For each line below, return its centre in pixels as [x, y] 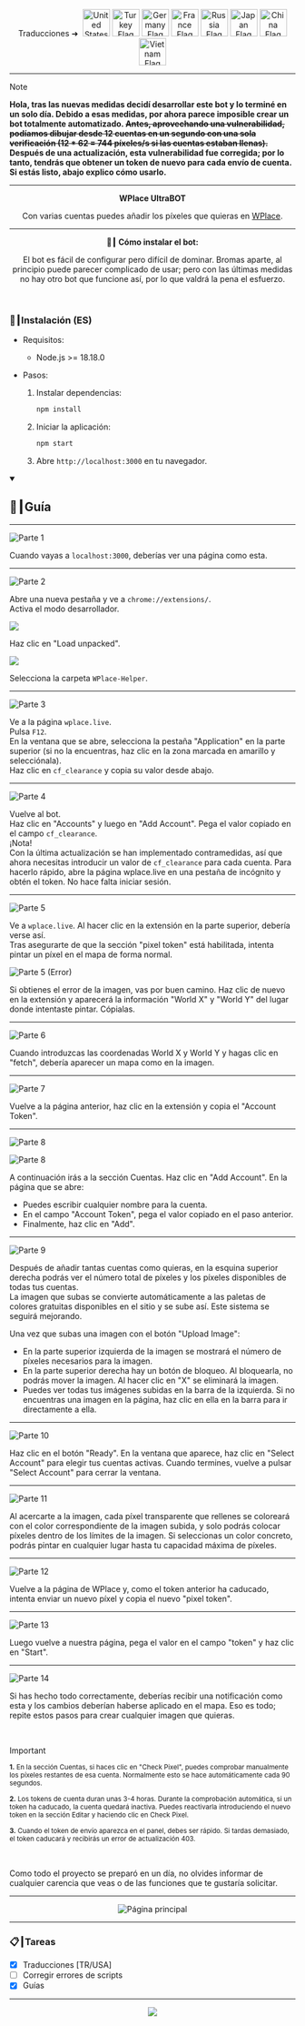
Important [28, 1750]
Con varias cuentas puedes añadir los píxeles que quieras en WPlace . [152, 216]
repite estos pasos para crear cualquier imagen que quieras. [122, 1715]
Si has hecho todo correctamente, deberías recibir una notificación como [146, 1696]
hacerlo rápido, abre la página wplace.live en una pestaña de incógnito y [145, 872]
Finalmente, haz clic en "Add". [79, 1224]
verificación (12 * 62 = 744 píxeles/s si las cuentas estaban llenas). [139, 143]
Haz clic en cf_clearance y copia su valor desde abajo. [112, 770]
